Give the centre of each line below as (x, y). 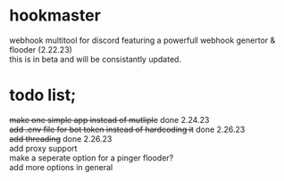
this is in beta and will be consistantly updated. (95, 59)
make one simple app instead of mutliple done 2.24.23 (109, 119)
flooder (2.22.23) (41, 49)
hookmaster (55, 16)
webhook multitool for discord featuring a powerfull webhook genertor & (142, 40)
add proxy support (43, 148)
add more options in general (61, 167)
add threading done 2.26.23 (61, 138)
